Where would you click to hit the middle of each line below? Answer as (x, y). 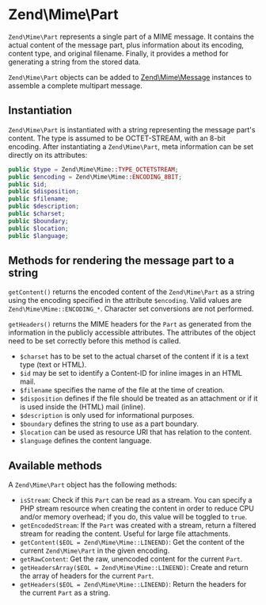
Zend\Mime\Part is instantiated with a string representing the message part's (132, 129)
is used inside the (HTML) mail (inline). (82, 407)
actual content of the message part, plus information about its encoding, (126, 44)
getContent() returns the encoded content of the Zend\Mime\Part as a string (131, 292)
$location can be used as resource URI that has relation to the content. (135, 432)
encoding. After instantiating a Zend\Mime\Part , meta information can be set (131, 146)
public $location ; (38, 228)
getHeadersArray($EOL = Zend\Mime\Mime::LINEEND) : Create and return (134, 568)
